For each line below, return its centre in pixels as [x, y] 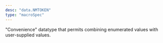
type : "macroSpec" [25, 15]
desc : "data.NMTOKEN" [28, 10]
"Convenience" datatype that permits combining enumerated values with [82, 29]
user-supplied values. [28, 35]
